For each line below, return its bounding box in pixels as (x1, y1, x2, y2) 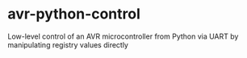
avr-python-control (7, 5, 140, 23)
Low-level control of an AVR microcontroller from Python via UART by (7, 31, 239, 41)
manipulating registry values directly (7, 39, 128, 49)
